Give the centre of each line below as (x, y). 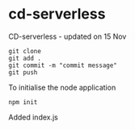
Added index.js (34, 117)
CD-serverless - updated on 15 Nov (67, 36)
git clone (25, 51)
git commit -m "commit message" (63, 65)
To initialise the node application (62, 87)
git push (23, 72)
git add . (25, 58)
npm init (23, 102)
